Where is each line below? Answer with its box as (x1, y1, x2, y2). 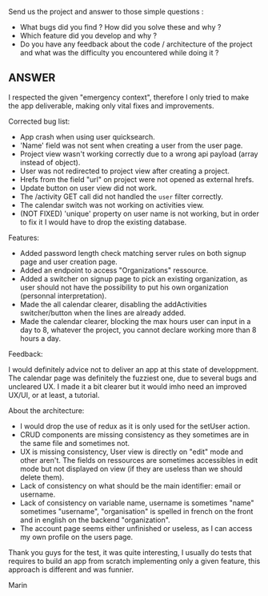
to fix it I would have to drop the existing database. (19, 217, 187, 227)
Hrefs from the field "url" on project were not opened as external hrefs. (19, 174, 254, 184)
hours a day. (19, 333, 62, 343)
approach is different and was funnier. (8, 565, 134, 574)
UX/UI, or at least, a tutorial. (8, 390, 100, 399)
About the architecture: (8, 405, 85, 416)
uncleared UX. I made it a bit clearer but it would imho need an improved (8, 381, 247, 391)
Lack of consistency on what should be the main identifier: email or (19, 480, 242, 490)
